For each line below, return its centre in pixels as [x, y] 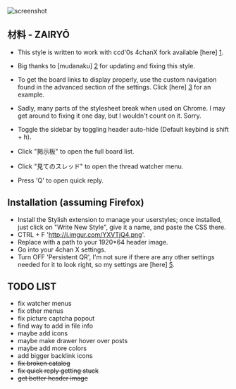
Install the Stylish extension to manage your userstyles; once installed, [120, 219]
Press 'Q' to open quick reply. [61, 180]
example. [31, 94]
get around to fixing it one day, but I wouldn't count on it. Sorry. [110, 116]
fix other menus [40, 311]
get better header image [52, 378]
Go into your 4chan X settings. [62, 249]
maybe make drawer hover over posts [73, 341]
